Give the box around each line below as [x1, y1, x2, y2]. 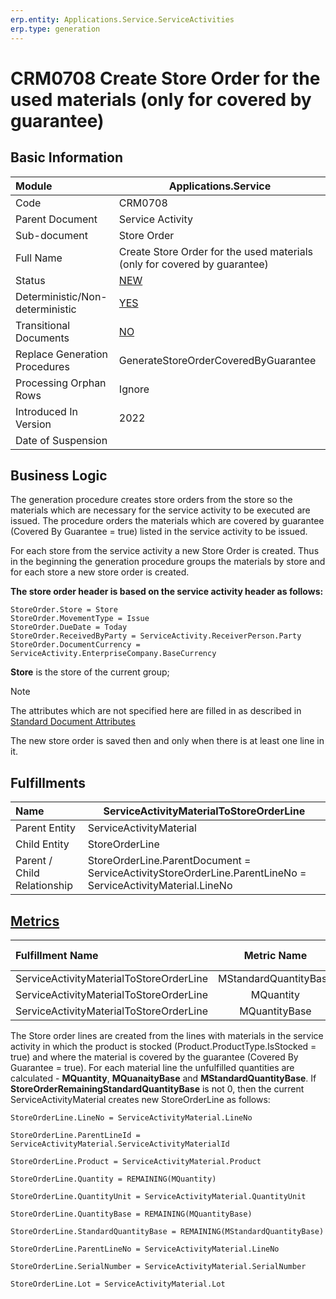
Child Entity [15, 837, 70, 851]
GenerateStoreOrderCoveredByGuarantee [118, 353, 317, 367]
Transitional [15, 318, 71, 332]
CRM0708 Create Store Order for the [10, 67, 321, 90]
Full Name [15, 251, 63, 265]
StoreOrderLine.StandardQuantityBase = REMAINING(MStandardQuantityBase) [10, 1226, 325, 1236]
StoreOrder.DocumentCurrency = [10, 640, 141, 650]
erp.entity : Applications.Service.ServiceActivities [10, 14, 235, 25]
